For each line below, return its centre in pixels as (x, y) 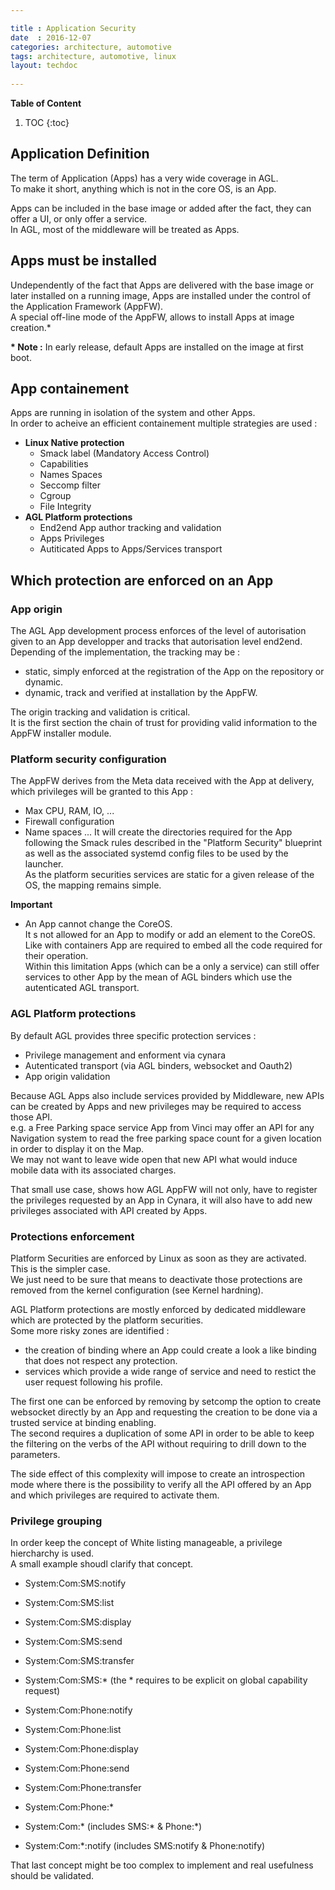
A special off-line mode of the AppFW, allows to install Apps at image (152, 317)
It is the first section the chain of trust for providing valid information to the (164, 723)
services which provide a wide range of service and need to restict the (170, 1372)
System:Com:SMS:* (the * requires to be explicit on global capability (166, 1680)
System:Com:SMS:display (78, 1622)
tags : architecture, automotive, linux (93, 56)
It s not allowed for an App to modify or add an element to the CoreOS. (170, 935)
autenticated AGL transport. (82, 988)
